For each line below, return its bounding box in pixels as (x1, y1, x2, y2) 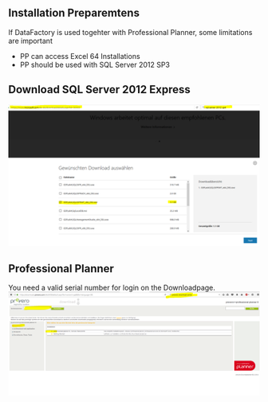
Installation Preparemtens (8, 6, 140, 20)
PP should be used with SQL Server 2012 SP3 (19, 60, 170, 69)
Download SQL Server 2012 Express (8, 83, 191, 96)
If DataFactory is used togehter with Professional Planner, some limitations (8, 27, 253, 37)
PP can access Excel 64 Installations (19, 51, 141, 60)
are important (8, 36, 53, 45)
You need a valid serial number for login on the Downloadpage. (8, 283, 215, 292)
